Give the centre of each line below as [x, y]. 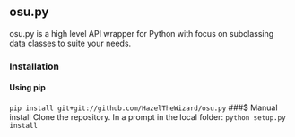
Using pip [28, 88]
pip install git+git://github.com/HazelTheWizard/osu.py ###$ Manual [143, 107]
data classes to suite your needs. [70, 43]
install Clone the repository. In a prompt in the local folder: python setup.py [147, 116]
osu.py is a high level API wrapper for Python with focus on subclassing [142, 33]
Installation [35, 66]
